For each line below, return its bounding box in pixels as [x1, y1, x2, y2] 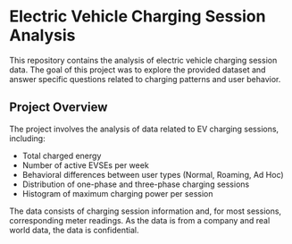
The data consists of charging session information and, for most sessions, [9, 206, 282, 216]
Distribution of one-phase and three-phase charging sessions [21, 179, 250, 189]
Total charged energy [21, 150, 102, 161]
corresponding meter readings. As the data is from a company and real [9, 215, 271, 225]
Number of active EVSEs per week [21, 159, 149, 171]
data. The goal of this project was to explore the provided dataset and [9, 64, 266, 75]
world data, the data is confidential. [9, 224, 139, 235]
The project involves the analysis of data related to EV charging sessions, [9, 123, 279, 134]
